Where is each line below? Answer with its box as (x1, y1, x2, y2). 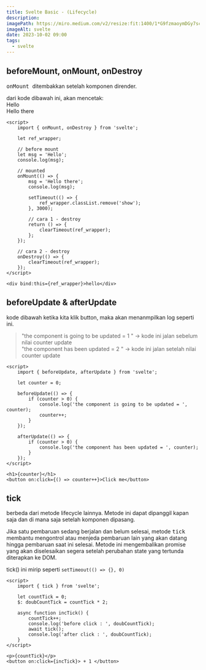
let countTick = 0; (17, 594, 67, 600)
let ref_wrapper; (17, 135, 62, 141)
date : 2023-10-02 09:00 (6, 32, 67, 38)
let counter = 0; (17, 379, 62, 386)
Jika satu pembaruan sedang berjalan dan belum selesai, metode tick (6, 528, 186, 535)
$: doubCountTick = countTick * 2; (17, 599, 109, 605)
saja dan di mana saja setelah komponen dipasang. (6, 516, 135, 523)
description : (6, 15, 40, 21)
